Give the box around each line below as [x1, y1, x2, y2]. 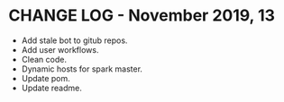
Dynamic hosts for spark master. [21, 64, 143, 74]
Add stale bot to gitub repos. [21, 35, 128, 46]
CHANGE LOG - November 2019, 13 [8, 5, 276, 26]
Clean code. [21, 54, 67, 64]
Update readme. [21, 82, 82, 93]
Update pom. [21, 72, 71, 83]
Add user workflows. [21, 44, 99, 55]
